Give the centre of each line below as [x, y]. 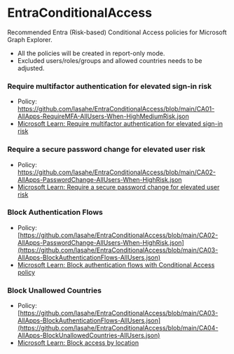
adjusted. [31, 68]
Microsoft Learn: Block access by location [78, 343]
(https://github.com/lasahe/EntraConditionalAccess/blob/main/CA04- [118, 328]
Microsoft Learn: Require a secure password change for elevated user [118, 187]
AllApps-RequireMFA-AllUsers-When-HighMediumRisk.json [103, 116]
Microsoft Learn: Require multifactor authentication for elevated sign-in [120, 124]
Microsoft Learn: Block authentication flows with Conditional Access [116, 264]
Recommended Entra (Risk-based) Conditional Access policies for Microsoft [117, 32]
